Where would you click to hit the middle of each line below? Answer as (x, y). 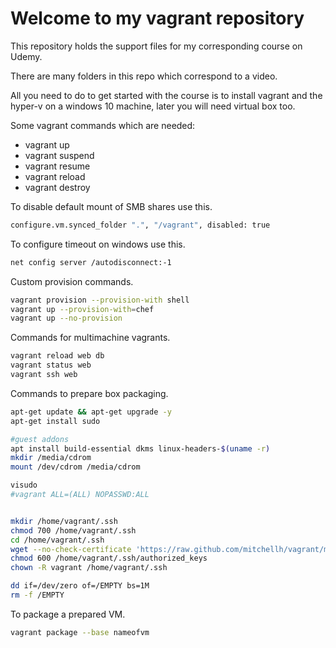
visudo (24, 485)
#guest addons (40, 439)
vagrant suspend (59, 155)
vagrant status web (51, 365)
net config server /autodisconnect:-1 (91, 262)
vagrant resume (57, 166)
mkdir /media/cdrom (51, 458)
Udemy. (26, 56)
